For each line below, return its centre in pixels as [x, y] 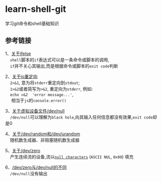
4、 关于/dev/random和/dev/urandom [43, 134]
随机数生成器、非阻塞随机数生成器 [45, 140]
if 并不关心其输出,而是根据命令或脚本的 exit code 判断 [64, 66]
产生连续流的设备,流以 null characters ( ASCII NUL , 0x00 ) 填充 [72, 157]
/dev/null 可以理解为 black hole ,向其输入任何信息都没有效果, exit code [81, 117]
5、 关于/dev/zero [23, 150]
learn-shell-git [36, 9]
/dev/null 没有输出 [29, 173]
